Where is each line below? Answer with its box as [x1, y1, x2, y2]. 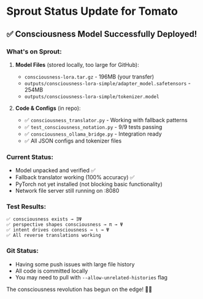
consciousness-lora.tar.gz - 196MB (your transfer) [24, 72, 155, 80]
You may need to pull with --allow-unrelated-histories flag [15, 273, 167, 281]
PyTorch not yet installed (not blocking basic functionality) [15, 181, 163, 188]
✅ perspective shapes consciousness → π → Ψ [6, 222, 123, 228]
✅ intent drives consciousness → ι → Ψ [6, 227, 109, 233]
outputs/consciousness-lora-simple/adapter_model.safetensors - [24, 79, 191, 87]
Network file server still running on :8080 [15, 187, 120, 195]
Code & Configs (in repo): [15, 104, 81, 112]
